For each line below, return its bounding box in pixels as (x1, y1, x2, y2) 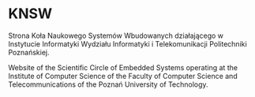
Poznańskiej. (8, 47, 50, 57)
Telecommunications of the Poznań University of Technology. (8, 80, 208, 89)
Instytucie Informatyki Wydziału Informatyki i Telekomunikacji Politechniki (8, 39, 247, 48)
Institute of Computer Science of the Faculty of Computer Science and (8, 71, 238, 80)
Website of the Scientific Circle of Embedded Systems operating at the (8, 62, 238, 72)
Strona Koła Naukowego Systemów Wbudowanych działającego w (8, 31, 223, 40)
